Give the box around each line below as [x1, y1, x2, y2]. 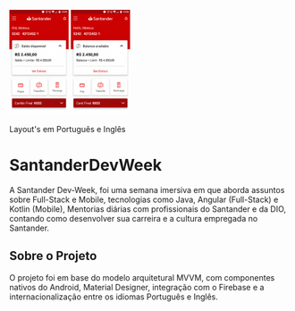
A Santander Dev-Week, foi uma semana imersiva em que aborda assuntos [9, 185, 285, 196]
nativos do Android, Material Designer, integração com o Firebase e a [9, 282, 265, 292]
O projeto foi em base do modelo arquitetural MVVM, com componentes [9, 272, 275, 282]
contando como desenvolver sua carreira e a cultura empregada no [9, 214, 258, 224]
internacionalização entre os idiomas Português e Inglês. [9, 291, 219, 302]
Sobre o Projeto [9, 248, 97, 264]
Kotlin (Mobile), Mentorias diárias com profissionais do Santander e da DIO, [9, 204, 287, 214]
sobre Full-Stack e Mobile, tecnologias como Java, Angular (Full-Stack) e [9, 194, 279, 206]
